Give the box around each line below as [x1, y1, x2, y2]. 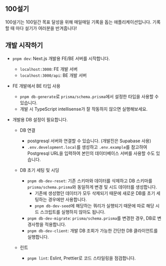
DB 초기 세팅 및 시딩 [19, 167, 59, 173]
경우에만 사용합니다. [48, 196, 87, 202]
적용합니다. [44, 221, 66, 227]
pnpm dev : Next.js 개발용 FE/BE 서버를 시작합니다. [12, 55, 110, 61]
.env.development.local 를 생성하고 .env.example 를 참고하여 [27, 144, 148, 150]
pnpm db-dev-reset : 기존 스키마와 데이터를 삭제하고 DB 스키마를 [27, 178, 153, 184]
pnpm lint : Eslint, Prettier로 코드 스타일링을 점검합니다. [27, 255, 136, 261]
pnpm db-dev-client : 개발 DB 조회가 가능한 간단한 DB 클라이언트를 [27, 228, 158, 234]
